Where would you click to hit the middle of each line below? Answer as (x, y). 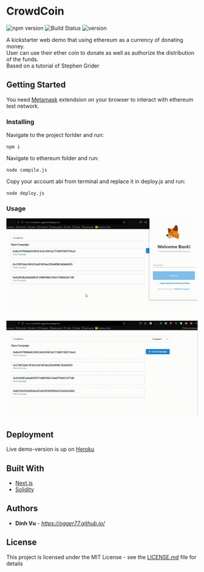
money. (16, 46)
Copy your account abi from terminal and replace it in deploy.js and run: (96, 181)
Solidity (25, 489)
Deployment (30, 434)
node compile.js (27, 170)
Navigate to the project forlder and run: (55, 135)
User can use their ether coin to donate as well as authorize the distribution (100, 52)
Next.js (24, 483)
